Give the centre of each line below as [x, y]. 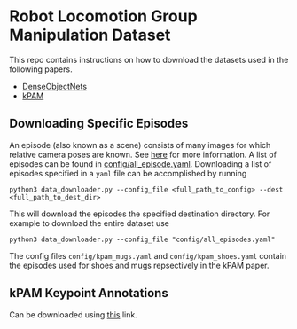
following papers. [41, 69]
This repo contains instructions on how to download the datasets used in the [149, 59]
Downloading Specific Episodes [99, 124]
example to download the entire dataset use [90, 223]
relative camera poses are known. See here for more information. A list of [143, 154]
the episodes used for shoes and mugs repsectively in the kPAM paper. [139, 265]
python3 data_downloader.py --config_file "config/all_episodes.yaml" [142, 239]
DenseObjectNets [54, 86]
